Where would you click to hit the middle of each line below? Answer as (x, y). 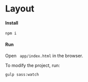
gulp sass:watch (22, 74)
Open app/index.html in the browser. (44, 55)
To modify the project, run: (32, 65)
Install (12, 22)
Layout (20, 9)
